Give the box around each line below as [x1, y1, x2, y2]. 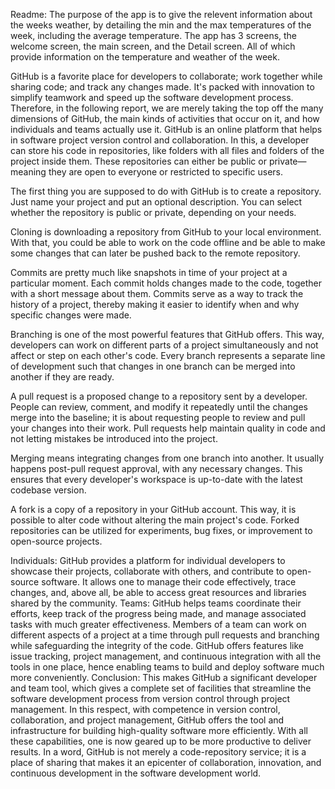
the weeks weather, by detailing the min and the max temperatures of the [10, 19, 312, 31]
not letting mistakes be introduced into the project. [10, 433, 218, 444]
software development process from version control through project [10, 693, 291, 704]
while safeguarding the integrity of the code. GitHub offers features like [10, 640, 304, 651]
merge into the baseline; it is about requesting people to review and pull [10, 412, 306, 423]
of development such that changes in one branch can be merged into [10, 360, 296, 372]
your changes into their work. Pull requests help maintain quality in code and [10, 422, 326, 434]
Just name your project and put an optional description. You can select [10, 196, 303, 208]
